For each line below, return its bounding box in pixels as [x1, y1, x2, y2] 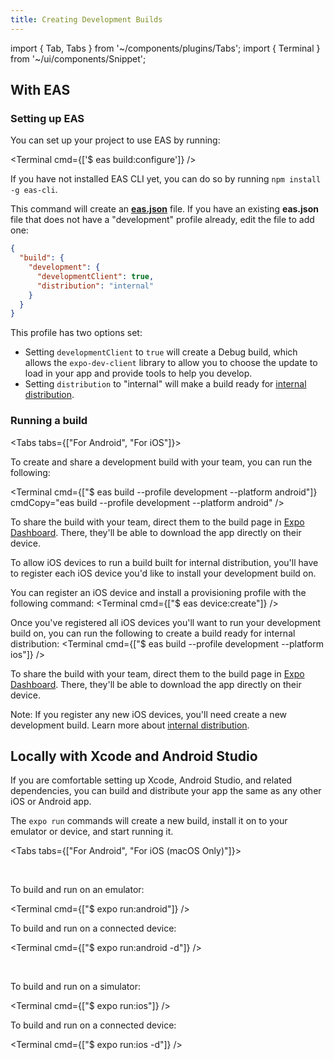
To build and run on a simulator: [10, 981, 141, 993]
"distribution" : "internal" [36, 281, 155, 291]
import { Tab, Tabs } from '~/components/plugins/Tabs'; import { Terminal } [10, 42, 321, 54]
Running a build [10, 414, 88, 428]
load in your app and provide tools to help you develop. [24, 367, 253, 380]
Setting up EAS [10, 111, 85, 125]
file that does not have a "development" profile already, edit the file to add [10, 214, 315, 226]
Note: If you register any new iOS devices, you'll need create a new [10, 708, 288, 720]
